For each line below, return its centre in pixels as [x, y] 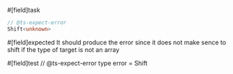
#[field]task [24, 10]
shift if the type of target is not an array [63, 49]
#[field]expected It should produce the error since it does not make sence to [117, 42]
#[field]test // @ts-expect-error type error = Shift [78, 63]
